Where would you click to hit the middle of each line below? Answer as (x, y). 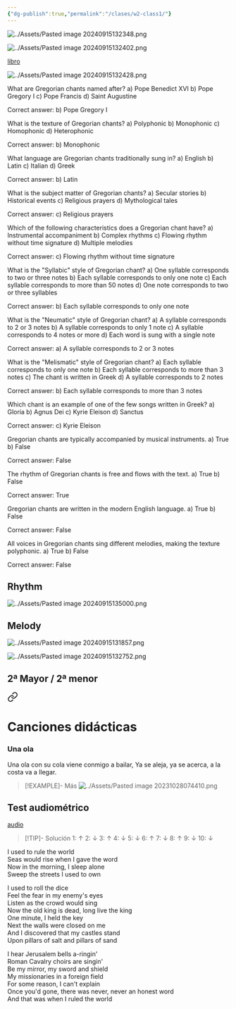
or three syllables (32, 292)
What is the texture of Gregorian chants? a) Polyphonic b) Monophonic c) (113, 123)
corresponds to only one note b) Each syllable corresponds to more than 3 (116, 369)
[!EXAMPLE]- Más (51, 786)
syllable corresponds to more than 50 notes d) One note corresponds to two (118, 285)
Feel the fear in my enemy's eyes (55, 896)
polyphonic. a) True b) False (48, 551)
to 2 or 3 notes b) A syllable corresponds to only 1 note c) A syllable (105, 327)
